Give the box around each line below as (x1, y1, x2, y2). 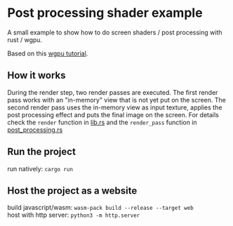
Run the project (7, 146, 76, 158)
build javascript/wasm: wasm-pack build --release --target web (7, 204, 194, 212)
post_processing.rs (7, 125, 63, 134)
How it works (7, 69, 66, 81)
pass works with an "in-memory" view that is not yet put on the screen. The (7, 95, 226, 104)
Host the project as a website (7, 185, 138, 197)
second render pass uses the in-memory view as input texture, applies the (7, 103, 222, 112)
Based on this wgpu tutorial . (7, 49, 88, 58)
